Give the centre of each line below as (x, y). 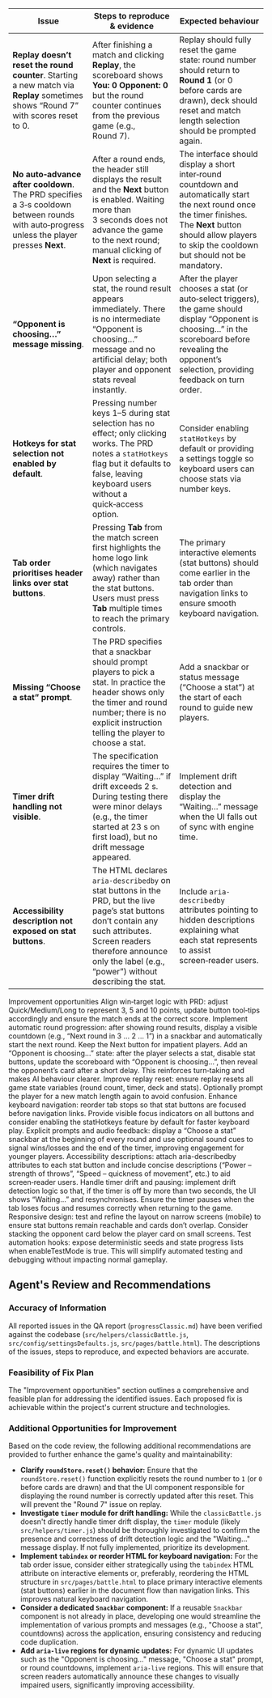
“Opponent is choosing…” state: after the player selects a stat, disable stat (132, 1053)
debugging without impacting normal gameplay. (88, 1259)
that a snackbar (122, 652)
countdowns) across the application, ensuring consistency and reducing (140, 1633)
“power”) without (125, 972)
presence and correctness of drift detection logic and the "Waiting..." (135, 1539)
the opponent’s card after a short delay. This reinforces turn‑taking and (127, 1070)
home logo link (120, 558)
